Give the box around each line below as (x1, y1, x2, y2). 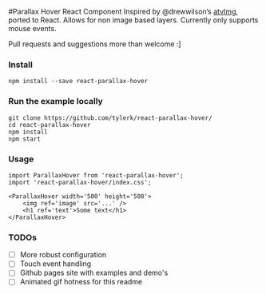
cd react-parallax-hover (8, 121, 91, 129)
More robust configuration (19, 250, 107, 260)
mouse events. (8, 24, 58, 33)
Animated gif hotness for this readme (19, 277, 142, 287)
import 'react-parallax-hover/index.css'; (8, 178, 152, 186)
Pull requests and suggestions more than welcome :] (8, 39, 181, 49)
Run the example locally (8, 96, 104, 107)
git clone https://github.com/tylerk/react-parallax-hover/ (8, 113, 213, 122)
